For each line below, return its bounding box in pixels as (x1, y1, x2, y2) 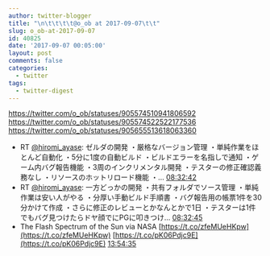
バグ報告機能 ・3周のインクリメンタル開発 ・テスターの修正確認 (41, 163, 255, 172)
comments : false (8, 57, 63, 65)
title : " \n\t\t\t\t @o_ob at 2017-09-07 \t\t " (8, 19, 160, 27)
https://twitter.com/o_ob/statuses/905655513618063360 (8, 126, 197, 135)
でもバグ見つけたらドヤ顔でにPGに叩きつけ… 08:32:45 (19, 213, 203, 222)
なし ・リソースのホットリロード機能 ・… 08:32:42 (27, 172, 197, 182)
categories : (8, 64, 48, 72)
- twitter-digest (15, 86, 74, 95)
